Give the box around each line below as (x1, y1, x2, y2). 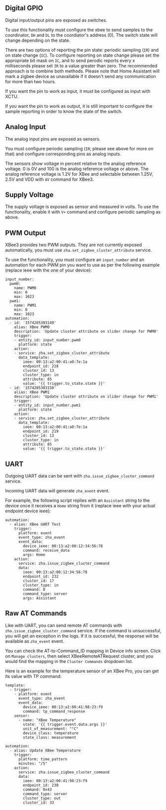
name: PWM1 (14, 303, 37, 308)
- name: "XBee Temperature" (18, 717, 77, 723)
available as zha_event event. (5, 638, 64, 644)
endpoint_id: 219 (23, 429, 58, 434)
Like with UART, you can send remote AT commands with (5, 622, 122, 628)
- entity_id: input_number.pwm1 (14, 403, 81, 408)
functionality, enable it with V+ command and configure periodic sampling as (5, 209, 161, 215)
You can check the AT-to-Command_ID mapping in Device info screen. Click (5, 648, 161, 654)
